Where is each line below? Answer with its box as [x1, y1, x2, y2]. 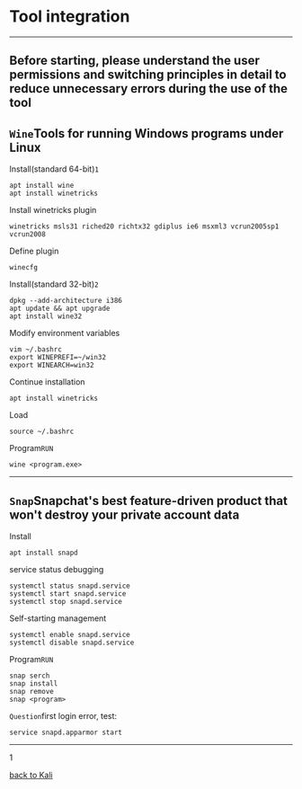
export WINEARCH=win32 [9, 361, 94, 370]
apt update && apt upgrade [9, 304, 111, 314]
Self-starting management [9, 613, 107, 624]
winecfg [9, 263, 39, 272]
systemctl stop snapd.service [9, 597, 123, 606]
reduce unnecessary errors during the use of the [9, 81, 289, 96]
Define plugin [9, 245, 59, 257]
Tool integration [9, 6, 130, 27]
